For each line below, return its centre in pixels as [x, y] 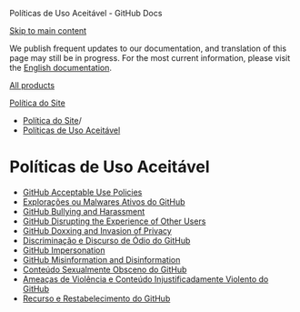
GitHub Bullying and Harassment [84, 211]
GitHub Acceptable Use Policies [82, 192]
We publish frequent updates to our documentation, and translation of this [148, 48]
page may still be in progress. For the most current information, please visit [150, 58]
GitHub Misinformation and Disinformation [101, 259]
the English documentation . [60, 68]
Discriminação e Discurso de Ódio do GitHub [106, 240]
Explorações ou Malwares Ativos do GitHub [104, 201]
